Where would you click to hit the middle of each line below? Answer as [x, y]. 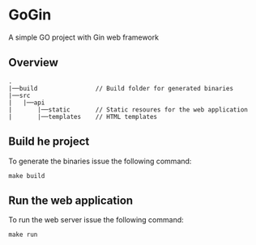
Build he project [49, 142]
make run [23, 235]
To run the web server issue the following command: [96, 220]
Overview [34, 63]
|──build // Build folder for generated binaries [121, 88]
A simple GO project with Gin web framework [84, 37]
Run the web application [71, 200]
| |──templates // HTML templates [83, 116]
